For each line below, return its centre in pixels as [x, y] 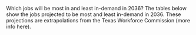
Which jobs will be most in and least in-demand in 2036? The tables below [97, 8]
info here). [19, 26]
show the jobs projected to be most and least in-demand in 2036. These [94, 14]
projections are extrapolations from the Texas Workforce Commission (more [98, 20]
